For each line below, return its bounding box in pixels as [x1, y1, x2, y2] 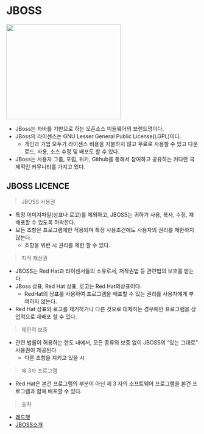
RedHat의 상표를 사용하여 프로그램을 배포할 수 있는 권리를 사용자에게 [24, 290, 188, 297]
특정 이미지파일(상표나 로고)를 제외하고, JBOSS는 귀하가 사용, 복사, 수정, [15, 211, 188, 218]
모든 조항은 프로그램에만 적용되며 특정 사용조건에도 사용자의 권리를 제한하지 [15, 226, 195, 233]
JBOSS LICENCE [6, 181, 70, 192]
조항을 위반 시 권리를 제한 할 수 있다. [24, 241, 111, 248]
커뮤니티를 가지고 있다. [31, 163, 86, 170]
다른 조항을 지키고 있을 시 [24, 354, 85, 361]
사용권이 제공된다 [15, 346, 57, 354]
